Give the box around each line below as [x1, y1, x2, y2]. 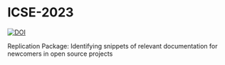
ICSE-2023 [7, 4, 74, 21]
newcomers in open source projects [7, 49, 113, 58]
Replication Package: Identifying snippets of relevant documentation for [7, 41, 218, 50]
